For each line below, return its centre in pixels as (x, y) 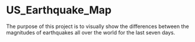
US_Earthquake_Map (59, 10)
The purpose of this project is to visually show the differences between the (98, 26)
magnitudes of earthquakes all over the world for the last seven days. (91, 32)
